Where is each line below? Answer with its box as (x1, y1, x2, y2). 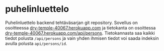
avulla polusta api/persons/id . (5, 40, 68, 46)
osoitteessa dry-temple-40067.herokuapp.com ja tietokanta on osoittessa (5, 25, 156, 30)
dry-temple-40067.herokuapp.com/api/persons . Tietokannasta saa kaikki (5, 30, 155, 36)
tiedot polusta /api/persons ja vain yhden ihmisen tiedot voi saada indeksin (5, 35, 159, 41)
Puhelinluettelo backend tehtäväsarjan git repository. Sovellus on (5, 20, 138, 25)
